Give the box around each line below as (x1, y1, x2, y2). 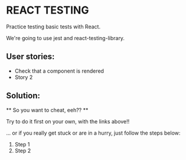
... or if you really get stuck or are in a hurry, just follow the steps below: (6, 129, 181, 136)
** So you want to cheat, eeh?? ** (6, 106, 89, 113)
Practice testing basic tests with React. (6, 23, 101, 30)
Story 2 (14, 73, 33, 80)
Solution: (6, 91, 40, 101)
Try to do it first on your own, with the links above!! (6, 117, 130, 125)
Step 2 (14, 147, 31, 154)
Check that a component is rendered (14, 67, 105, 74)
